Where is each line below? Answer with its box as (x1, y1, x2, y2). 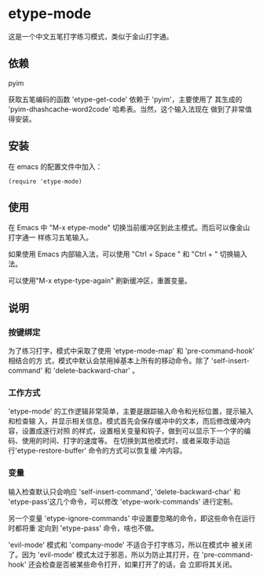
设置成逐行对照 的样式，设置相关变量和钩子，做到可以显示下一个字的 (21, 426, 244, 436)
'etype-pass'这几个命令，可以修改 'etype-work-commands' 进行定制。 (8, 497, 237, 506)
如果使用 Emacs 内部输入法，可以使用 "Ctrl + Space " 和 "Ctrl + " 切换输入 (8, 249, 247, 259)
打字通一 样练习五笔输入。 (8, 233, 93, 242)
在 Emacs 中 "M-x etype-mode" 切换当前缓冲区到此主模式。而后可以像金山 (8, 223, 250, 233)
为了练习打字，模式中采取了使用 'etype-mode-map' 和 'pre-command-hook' (8, 347, 255, 356)
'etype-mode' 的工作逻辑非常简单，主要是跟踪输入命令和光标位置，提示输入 (8, 406, 254, 416)
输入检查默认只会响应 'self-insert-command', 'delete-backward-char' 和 (8, 486, 241, 496)
